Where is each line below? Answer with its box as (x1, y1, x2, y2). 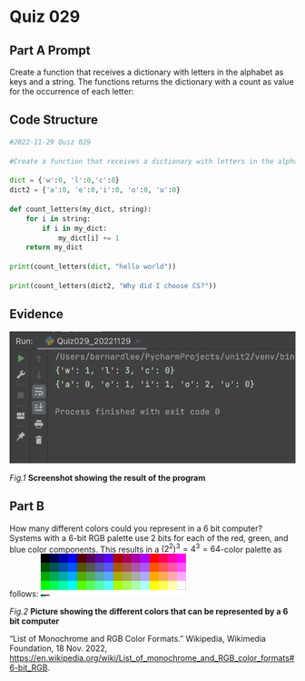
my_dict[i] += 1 (57, 234, 120, 243)
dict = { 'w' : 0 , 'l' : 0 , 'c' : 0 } (9, 175, 120, 185)
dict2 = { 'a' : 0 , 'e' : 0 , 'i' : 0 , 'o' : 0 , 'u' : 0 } (9, 185, 181, 195)
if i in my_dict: (42, 224, 107, 233)
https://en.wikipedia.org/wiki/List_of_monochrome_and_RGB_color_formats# (9, 653, 295, 664)
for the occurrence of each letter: (9, 86, 134, 96)
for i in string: (25, 214, 92, 224)
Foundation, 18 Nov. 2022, (9, 643, 108, 654)
